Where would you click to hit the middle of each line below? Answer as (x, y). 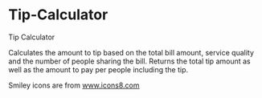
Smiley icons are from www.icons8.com (74, 85)
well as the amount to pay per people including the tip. (98, 69)
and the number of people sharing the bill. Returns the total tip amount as (129, 61)
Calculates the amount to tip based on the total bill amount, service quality (131, 52)
